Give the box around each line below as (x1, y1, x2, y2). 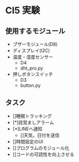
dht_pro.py (20, 65, 43, 71)
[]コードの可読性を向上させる (12, 151, 75, 157)
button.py (20, 82, 41, 88)
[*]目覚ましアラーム (12, 119, 55, 125)
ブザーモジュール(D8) (12, 41, 58, 47)
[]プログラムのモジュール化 (12, 145, 70, 151)
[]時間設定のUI (12, 138, 43, 145)
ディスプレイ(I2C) (12, 48, 50, 54)
